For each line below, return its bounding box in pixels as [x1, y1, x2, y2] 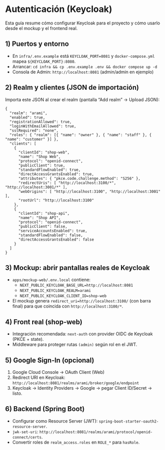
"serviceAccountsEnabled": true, [18, 228, 88, 233]
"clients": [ [9, 141, 37, 146]
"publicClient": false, [18, 224, 68, 229]
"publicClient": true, [18, 163, 65, 168]
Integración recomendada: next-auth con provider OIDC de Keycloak [12, 331, 153, 337]
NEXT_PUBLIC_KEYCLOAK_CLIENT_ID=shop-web [19, 294, 107, 299]
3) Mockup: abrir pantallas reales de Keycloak [5, 263, 150, 272]
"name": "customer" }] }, [5, 137, 58, 142]
